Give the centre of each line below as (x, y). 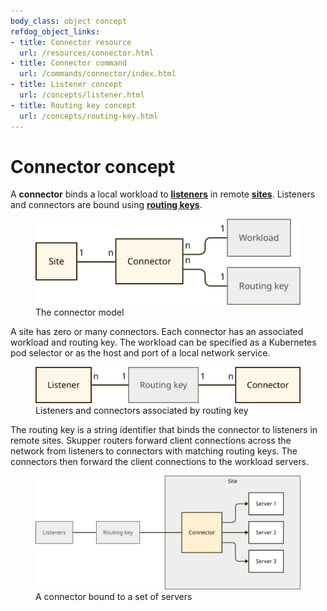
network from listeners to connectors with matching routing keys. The (154, 451)
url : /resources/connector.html (87, 53)
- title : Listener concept (66, 85)
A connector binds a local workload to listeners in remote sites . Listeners (163, 194)
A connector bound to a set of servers (114, 597)
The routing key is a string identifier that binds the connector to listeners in (164, 430)
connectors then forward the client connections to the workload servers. (160, 462)
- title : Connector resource (71, 42)
